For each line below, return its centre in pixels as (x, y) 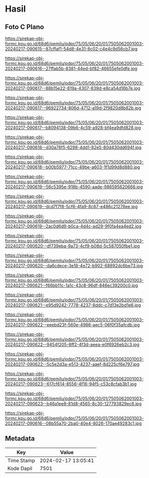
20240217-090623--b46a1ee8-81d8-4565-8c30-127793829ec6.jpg (73, 404)
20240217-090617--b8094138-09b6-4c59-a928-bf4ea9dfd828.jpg (73, 128)
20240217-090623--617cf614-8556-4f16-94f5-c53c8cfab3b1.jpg (71, 384)
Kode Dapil (20, 468)
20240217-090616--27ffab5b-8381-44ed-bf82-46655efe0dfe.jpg (71, 68)
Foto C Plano (25, 27)
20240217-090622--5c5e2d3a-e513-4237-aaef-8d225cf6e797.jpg (72, 364)
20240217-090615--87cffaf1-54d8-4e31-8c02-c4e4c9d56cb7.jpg (71, 49)
